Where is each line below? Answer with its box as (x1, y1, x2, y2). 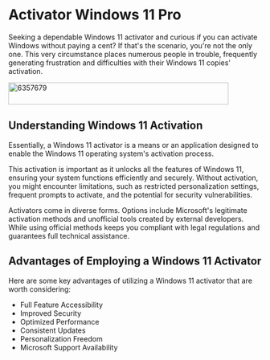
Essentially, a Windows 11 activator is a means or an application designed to (8, 140, 259, 149)
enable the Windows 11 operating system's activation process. (8, 149, 215, 158)
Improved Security (19, 308, 82, 318)
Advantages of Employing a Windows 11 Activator (8, 255, 262, 268)
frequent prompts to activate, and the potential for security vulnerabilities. (8, 190, 253, 199)
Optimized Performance (19, 317, 100, 326)
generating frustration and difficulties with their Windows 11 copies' (8, 58, 231, 67)
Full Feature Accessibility (19, 300, 103, 309)
